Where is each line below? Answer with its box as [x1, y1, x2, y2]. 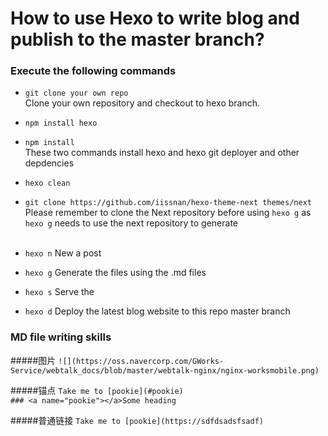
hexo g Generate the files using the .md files [24, 267, 207, 279]
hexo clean [24, 178, 71, 189]
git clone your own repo [24, 88, 129, 99]
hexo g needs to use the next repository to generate [24, 217, 239, 229]
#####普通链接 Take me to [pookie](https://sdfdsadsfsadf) [10, 414, 264, 426]
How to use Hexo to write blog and [10, 7, 300, 30]
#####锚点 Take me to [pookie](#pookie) [10, 384, 184, 396]
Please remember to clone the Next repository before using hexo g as [24, 207, 312, 219]
